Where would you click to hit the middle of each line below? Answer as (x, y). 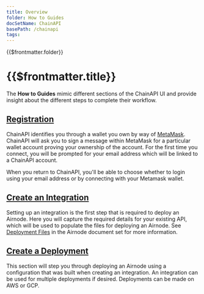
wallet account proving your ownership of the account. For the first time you (102, 147)
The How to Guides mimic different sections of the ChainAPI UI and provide (101, 94)
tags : (13, 35)
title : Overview (27, 12)
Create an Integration (48, 198)
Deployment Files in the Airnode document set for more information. (92, 232)
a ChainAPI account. (32, 160)
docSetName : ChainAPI (34, 23)
